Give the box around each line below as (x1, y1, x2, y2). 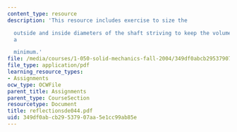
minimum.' (13, 48, 42, 56)
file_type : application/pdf (7, 62, 90, 69)
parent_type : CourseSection (7, 94, 90, 102)
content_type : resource (7, 10, 78, 18)
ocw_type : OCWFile (7, 81, 61, 88)
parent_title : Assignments (7, 88, 87, 95)
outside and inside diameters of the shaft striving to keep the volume (13, 29, 232, 37)
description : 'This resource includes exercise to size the (7, 17, 188, 24)
